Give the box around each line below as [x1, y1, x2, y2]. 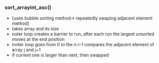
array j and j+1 [11, 47, 41, 53]
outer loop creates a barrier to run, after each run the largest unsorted [11, 31, 155, 37]
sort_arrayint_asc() [4, 4, 51, 11]
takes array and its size [11, 26, 59, 32]
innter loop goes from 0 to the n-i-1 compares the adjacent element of [11, 42, 155, 48]
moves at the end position [11, 36, 65, 42]
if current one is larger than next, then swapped [11, 52, 109, 58]
